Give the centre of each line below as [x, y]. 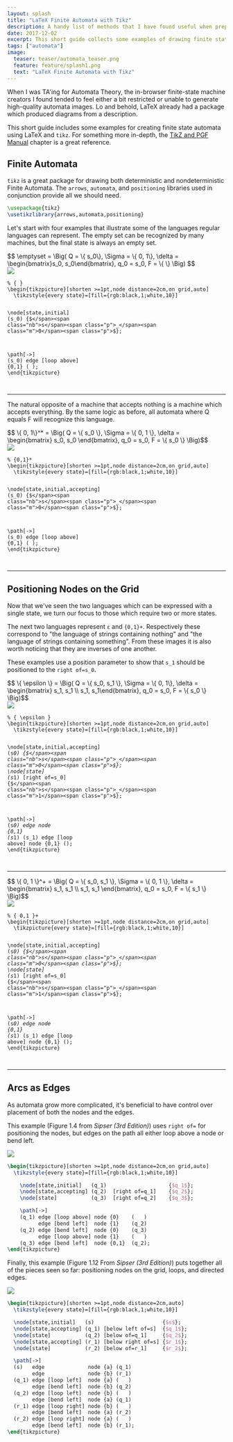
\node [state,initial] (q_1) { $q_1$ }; [107, 1185]
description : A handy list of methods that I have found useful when [110, 26]
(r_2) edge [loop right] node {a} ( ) [72, 1419]
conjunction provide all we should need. [64, 195]
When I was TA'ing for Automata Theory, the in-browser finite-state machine [116, 92]
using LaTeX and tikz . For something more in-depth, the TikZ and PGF [108, 135]
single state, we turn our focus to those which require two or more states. [112, 614]
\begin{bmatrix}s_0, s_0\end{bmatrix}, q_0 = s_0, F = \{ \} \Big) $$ [101, 264]
